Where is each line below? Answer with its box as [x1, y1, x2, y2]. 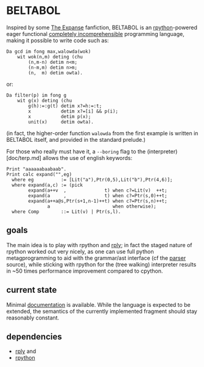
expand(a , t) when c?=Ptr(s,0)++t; [28, 192, 167, 198]
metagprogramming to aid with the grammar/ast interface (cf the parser [6, 254, 186, 262]
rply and [15, 348, 37, 355]
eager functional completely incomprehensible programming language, [6, 30, 185, 37]
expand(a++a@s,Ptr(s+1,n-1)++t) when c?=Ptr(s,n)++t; [28, 198, 167, 204]
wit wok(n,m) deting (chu [17, 54, 83, 60]
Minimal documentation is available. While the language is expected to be [6, 301, 191, 308]
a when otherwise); [47, 203, 157, 209]
